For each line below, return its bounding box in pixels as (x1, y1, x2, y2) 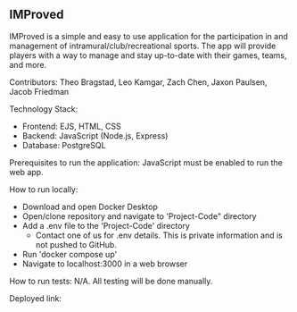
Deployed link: (9, 292, 62, 303)
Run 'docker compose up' (21, 249, 118, 259)
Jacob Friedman (9, 86, 70, 97)
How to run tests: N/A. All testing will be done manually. (9, 275, 213, 286)
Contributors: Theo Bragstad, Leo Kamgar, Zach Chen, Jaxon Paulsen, (9, 76, 268, 88)
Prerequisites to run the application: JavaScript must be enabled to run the (9, 156, 283, 168)
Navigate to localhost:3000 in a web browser (21, 258, 188, 269)
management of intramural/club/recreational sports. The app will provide (9, 40, 276, 51)
